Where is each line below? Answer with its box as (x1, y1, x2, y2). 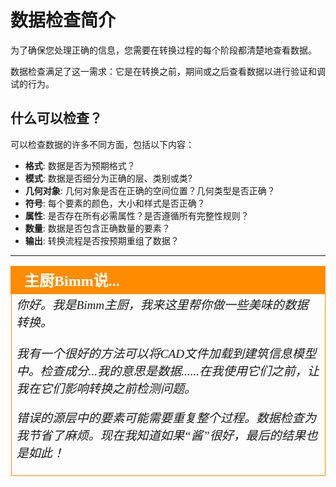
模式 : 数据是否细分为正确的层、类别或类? (24, 172, 193, 184)
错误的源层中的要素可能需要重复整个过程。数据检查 (16, 411, 305, 425)
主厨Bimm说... (24, 272, 120, 290)
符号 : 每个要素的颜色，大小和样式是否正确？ (24, 197, 206, 209)
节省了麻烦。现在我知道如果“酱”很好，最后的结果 (28, 428, 307, 443)
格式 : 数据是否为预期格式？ (24, 159, 136, 171)
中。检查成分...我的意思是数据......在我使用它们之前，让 (16, 364, 320, 378)
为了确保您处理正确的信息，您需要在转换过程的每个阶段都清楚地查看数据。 (10, 44, 317, 56)
